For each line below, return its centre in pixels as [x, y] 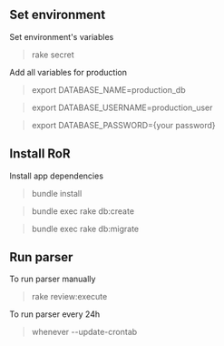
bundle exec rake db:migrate [85, 229]
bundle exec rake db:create [83, 211]
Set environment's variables [62, 36]
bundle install [57, 193]
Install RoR [40, 154]
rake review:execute [69, 297]
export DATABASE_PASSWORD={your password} [123, 125]
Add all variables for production [68, 72]
